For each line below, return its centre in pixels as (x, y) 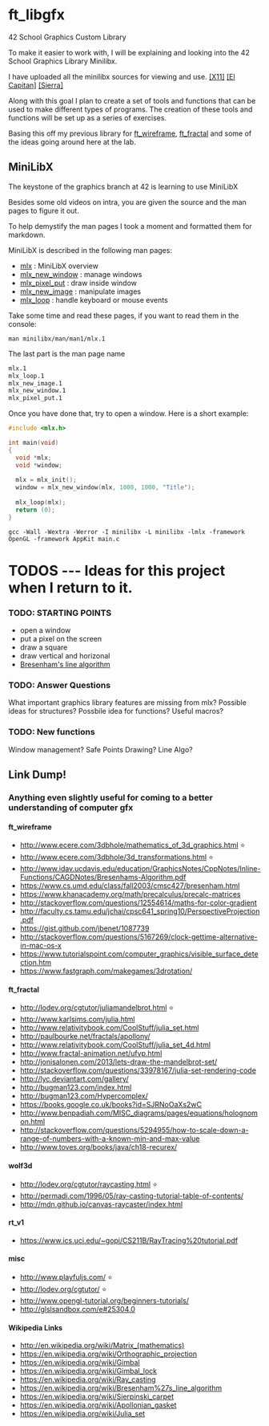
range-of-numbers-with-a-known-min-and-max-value (110, 1139)
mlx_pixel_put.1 (35, 398)
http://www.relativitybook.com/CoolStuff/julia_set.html (109, 1028)
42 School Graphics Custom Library (67, 37)
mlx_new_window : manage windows (81, 274)
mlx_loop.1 (26, 376)
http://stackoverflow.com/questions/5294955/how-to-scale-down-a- (134, 1131)
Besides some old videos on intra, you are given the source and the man (127, 202)
